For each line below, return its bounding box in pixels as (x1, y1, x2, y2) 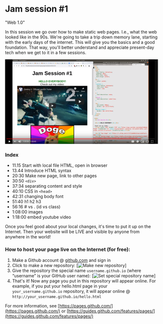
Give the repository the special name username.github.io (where (12, 268, 142, 273)
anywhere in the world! (5, 234, 51, 240)
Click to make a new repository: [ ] (12, 262, 127, 268)
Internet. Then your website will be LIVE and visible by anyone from (5, 229, 140, 234)
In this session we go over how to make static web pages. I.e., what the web (5, 29, 157, 35)
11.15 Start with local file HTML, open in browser (12, 162, 108, 168)
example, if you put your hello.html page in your (12, 283, 108, 289)
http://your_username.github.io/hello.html (12, 294, 102, 299)
